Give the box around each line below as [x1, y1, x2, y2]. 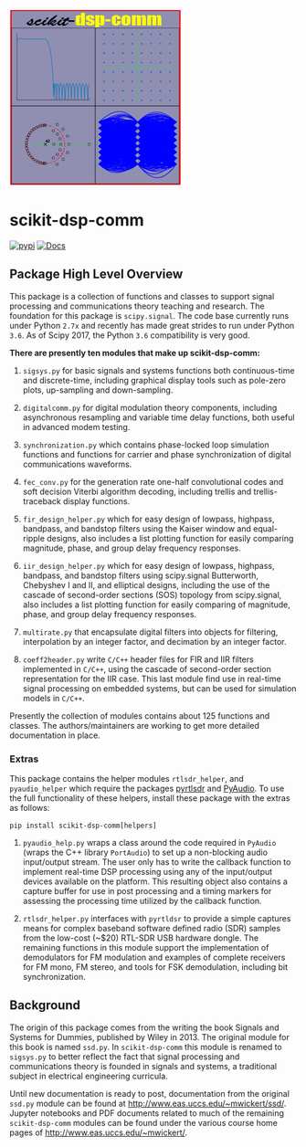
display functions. [62, 495, 131, 507]
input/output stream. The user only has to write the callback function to [22, 857, 291, 868]
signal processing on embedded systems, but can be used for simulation [22, 682, 297, 694]
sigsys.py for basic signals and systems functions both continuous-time [22, 364, 295, 375]
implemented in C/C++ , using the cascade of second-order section [22, 663, 271, 674]
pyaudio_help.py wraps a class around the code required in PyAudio [22, 837, 277, 848]
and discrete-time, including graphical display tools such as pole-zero [22, 374, 286, 385]
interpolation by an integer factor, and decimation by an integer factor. [22, 636, 287, 647]
